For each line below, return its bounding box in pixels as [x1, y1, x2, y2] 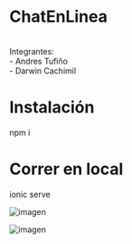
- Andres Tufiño [9, 55, 68, 66]
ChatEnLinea [9, 6, 108, 27]
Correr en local [9, 159, 124, 180]
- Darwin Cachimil [9, 65, 77, 76]
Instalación [9, 97, 95, 118]
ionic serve [9, 189, 52, 200]
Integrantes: [9, 45, 54, 56]
